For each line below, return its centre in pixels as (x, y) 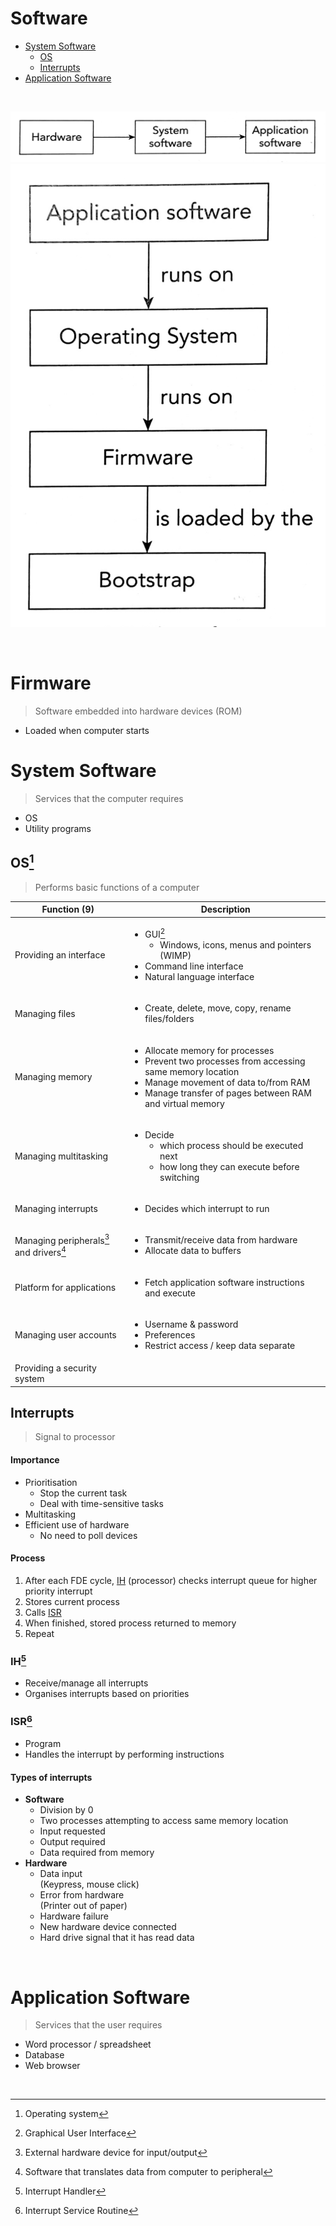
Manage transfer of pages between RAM (228, 1093)
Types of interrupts (51, 1777)
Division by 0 (66, 1810)
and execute (170, 1293)
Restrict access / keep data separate (220, 1345)
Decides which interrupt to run (207, 1209)
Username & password (191, 1324)
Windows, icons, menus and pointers (235, 945)
